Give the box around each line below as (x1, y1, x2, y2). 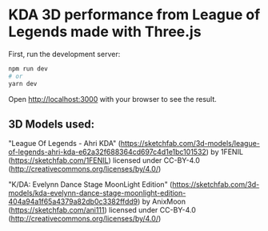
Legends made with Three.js (8, 22, 202, 41)
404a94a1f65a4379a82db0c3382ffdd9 (8, 197, 138, 206)
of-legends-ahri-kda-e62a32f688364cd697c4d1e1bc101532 (8, 147, 206, 157)
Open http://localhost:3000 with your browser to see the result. (8, 94, 218, 103)
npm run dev (8, 64, 48, 73)
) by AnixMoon (137, 197, 186, 206)
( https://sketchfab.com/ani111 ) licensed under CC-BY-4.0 (8, 205, 196, 215)
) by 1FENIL (206, 147, 244, 157)
